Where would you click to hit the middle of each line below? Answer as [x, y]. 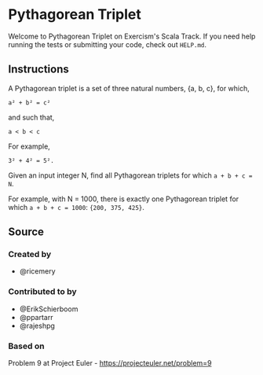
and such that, [31, 117]
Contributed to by [42, 292]
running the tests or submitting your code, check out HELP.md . [107, 44]
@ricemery [38, 271]
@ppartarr [36, 317]
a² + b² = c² [29, 103]
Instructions [38, 70]
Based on [26, 346]
